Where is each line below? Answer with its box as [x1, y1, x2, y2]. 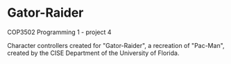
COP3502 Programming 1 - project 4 [7, 28, 112, 36]
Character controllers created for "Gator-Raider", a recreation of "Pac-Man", [7, 41, 225, 49]
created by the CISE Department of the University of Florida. [7, 49, 180, 57]
